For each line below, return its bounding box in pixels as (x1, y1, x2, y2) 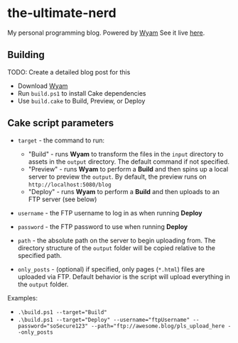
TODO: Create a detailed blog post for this (7, 67, 131, 76)
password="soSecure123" (17, 322, 89, 330)
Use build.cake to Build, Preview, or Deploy (17, 96, 146, 105)
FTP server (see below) (28, 195, 97, 203)
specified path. (17, 251, 63, 259)
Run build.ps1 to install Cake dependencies (17, 89, 146, 97)
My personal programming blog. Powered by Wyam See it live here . (7, 28, 205, 37)
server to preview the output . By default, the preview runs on (28, 172, 207, 181)
